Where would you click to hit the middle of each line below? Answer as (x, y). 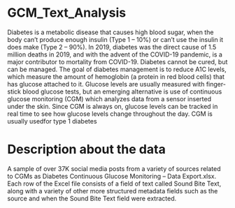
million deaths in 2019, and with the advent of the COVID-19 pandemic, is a (115, 54)
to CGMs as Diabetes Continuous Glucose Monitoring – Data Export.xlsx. (112, 176)
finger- (216, 84)
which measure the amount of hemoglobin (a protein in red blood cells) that (116, 76)
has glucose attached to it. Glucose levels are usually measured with (106, 84)
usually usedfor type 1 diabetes (52, 121)
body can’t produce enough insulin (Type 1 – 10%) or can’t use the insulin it (115, 39)
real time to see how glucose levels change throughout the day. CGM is (110, 114)
